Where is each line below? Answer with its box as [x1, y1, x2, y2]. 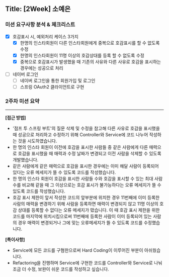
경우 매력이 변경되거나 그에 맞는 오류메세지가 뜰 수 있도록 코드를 [18, 220, 143, 226]
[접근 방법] [5, 115, 26, 121]
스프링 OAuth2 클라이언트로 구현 [20, 84, 84, 90]
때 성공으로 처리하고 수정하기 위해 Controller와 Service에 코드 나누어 [12, 132, 148, 138]
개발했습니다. [12, 157, 39, 163]
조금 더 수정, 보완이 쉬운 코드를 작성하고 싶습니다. [12, 266, 109, 272]
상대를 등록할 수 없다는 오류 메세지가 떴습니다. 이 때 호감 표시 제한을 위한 [18, 207, 160, 213]
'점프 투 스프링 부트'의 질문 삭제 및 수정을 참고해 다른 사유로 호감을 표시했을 [12, 125, 160, 132]
